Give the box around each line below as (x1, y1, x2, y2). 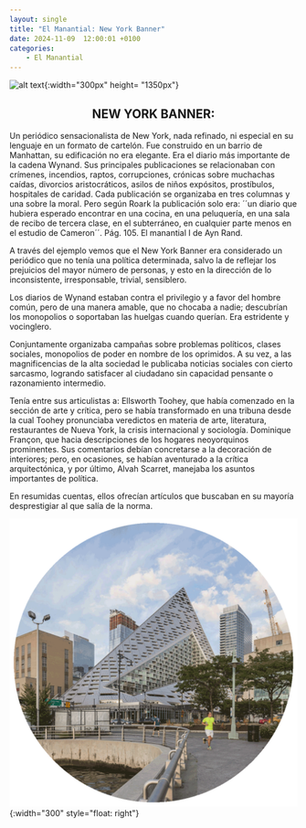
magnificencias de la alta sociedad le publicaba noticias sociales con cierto (9, 357, 293, 369)
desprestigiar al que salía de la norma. (9, 500, 153, 511)
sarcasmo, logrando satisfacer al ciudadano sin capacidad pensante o (9, 367, 274, 378)
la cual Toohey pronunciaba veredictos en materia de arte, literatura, (9, 414, 267, 425)
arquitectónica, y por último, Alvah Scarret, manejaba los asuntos (9, 462, 256, 474)
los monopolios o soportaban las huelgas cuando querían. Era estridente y (9, 311, 290, 322)
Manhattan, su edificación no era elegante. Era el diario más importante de (9, 149, 290, 160)
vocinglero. (9, 321, 52, 332)
